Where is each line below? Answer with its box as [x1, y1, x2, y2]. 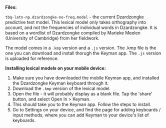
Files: [5, 4, 17, 10]
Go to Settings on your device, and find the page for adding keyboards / [12, 107, 161, 112]
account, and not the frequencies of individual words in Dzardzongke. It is [5, 24, 157, 30]
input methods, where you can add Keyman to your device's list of [12, 112, 149, 118]
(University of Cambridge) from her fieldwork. [5, 35, 100, 41]
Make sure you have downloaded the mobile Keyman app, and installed [12, 75, 159, 80]
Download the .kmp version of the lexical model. [12, 85, 111, 91]
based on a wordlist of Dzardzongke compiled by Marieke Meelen [5, 30, 141, 35]
